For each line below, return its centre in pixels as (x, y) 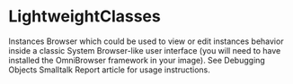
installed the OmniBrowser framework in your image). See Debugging (137, 60)
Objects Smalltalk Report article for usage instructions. (109, 70)
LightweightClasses (84, 17)
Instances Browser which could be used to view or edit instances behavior (146, 41)
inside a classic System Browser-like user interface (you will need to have (145, 50)
